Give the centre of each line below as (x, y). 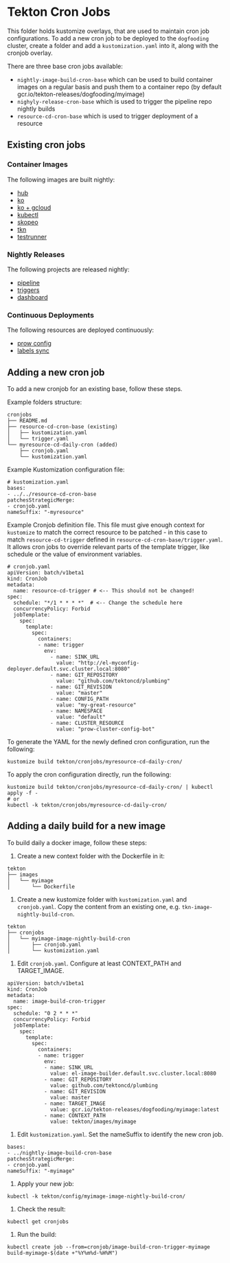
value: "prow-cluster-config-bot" (105, 729)
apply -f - (23, 793)
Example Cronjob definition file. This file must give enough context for (106, 525)
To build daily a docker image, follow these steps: (77, 842)
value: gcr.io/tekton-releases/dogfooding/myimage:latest (135, 1109)
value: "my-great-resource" (96, 705)
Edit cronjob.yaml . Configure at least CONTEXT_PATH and (99, 963)
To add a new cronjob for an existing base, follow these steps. (95, 389)
